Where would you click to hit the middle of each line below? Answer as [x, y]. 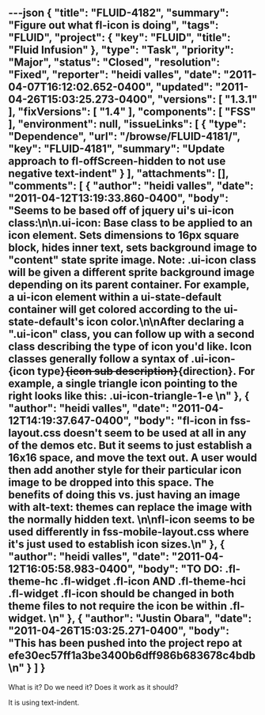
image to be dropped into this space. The [111, 483]
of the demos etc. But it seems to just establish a [130, 446]
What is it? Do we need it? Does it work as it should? [93, 687]
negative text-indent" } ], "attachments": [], [119, 174]
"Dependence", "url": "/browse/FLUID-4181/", [124, 136]
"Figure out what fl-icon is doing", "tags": [114, 26]
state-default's [46, 322]
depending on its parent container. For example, [129, 285]
